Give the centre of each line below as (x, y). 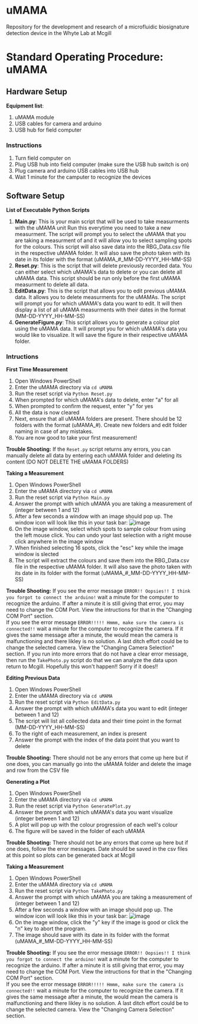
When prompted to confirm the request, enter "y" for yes (84, 406)
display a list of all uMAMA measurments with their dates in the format (100, 310)
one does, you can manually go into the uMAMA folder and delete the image (99, 764)
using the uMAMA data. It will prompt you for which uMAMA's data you (101, 329)
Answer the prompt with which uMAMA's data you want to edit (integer (101, 708)
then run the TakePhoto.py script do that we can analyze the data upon (92, 660)
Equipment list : (25, 106)
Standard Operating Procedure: (85, 57)
